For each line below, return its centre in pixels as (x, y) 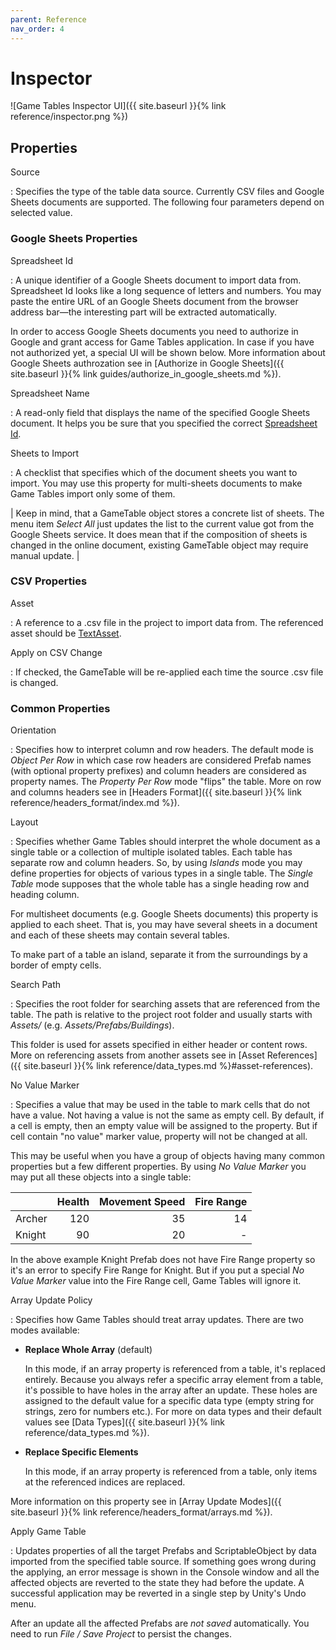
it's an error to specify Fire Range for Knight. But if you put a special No (157, 1270)
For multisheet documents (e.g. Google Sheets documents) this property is (164, 914)
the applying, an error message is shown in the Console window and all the (165, 1572)
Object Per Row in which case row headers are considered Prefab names (161, 760)
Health (73, 1202)
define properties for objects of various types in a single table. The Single (162, 873)
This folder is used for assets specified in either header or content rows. (159, 1045)
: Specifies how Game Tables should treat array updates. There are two (157, 1320)
